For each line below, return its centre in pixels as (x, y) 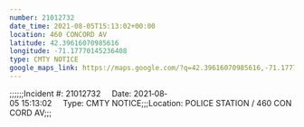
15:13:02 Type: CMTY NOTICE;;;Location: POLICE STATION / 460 (147, 103)
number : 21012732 (42, 18)
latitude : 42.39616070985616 (64, 43)
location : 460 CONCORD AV (58, 34)
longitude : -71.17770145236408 (68, 51)
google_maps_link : (44, 68)
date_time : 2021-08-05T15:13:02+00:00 (82, 26)
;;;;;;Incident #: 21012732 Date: (71, 93)
